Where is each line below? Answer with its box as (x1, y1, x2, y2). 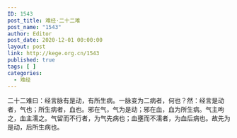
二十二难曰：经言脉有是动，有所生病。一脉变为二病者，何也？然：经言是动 (7, 96, 224, 105)
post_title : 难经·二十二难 (7, 17, 81, 24)
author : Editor (7, 30, 52, 38)
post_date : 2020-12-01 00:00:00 (7, 37, 103, 44)
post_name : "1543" (7, 23, 62, 30)
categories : (7, 69, 42, 76)
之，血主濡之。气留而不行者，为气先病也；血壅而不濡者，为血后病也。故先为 (7, 114, 231, 122)
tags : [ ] (7, 63, 37, 70)
